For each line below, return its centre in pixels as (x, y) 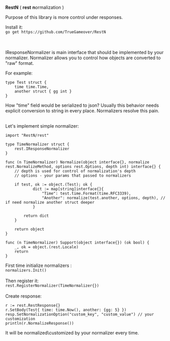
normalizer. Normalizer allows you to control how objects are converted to (83, 58)
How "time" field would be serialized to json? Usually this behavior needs (82, 105)
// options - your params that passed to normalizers (73, 176)
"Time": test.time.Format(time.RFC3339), (86, 193)
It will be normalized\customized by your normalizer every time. (72, 333)
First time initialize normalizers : (39, 265)
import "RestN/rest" (27, 135)
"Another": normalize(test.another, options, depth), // (104, 198)
